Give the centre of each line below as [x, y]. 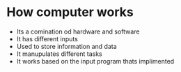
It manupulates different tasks [59, 54]
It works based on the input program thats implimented [95, 61]
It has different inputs [47, 38]
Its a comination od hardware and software [78, 31]
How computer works [70, 12]
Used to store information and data [67, 46]
